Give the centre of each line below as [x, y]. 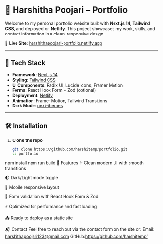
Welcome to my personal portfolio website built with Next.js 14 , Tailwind [78, 23]
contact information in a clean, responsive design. [55, 34]
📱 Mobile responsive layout [32, 187]
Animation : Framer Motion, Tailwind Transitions [60, 100]
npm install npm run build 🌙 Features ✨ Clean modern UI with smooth [74, 163]
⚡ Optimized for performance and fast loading [51, 207]
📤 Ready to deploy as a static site [39, 218]
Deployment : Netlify [33, 95]
